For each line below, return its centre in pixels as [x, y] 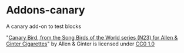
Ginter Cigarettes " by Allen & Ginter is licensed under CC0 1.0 [80, 44]
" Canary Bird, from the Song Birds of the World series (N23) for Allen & [92, 37]
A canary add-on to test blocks [44, 26]
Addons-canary [46, 10]
